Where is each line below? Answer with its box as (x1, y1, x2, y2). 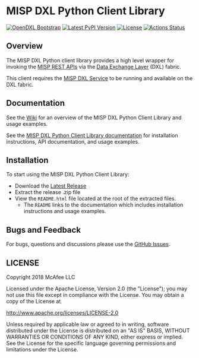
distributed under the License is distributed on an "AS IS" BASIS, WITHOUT (6, 327, 190, 334)
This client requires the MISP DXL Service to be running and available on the (6, 74, 193, 81)
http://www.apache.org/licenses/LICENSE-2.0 (6, 309, 119, 316)
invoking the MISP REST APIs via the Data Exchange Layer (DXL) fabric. (6, 63, 181, 70)
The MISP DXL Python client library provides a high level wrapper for (6, 56, 174, 64)
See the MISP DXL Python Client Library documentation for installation (6, 132, 178, 139)
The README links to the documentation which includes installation (23, 201, 184, 208)
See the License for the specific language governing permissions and (6, 340, 176, 347)
